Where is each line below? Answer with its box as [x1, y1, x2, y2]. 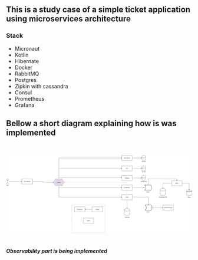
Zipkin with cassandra [14, 83, 69, 90]
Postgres [14, 76, 37, 83]
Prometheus [14, 95, 45, 102]
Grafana [14, 101, 35, 108]
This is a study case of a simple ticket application [6, 5, 190, 15]
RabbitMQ [14, 70, 39, 77]
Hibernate [14, 57, 39, 64]
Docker [14, 64, 33, 71]
